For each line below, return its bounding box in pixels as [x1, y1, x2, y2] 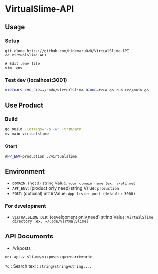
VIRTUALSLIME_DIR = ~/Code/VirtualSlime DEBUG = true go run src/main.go [5, 88, 149, 93]
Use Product [5, 101, 44, 110]
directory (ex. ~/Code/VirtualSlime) [12, 219, 89, 224]
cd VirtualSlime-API [5, 53, 47, 57]
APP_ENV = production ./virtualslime [5, 154, 77, 159]
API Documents [5, 232, 53, 240]
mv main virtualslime [5, 131, 49, 136]
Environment [5, 167, 45, 176]
